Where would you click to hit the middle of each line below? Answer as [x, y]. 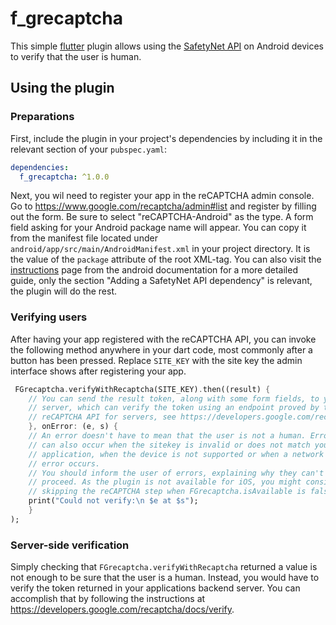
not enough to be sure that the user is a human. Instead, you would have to [165, 578]
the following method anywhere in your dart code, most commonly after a [161, 349]
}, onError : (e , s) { [73, 427]
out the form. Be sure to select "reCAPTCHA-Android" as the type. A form [162, 217]
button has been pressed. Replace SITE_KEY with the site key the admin [156, 360]
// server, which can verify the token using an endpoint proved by [174, 408]
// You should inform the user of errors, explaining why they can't [176, 473]
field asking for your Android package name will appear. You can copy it [158, 228]
